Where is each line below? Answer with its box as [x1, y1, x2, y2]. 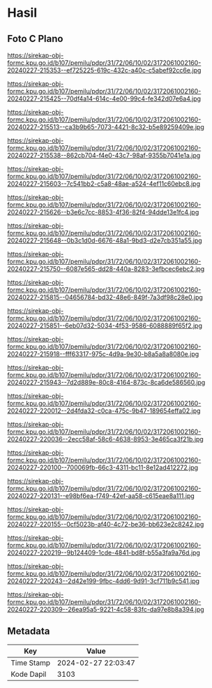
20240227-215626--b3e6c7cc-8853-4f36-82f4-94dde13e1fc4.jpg [7, 208, 199, 216]
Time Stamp [10, 658, 51, 668]
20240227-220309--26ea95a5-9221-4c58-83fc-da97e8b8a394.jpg [7, 606, 204, 613]
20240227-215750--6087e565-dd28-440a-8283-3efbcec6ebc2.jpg [7, 265, 205, 273]
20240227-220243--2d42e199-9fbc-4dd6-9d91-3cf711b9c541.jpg [7, 577, 200, 585]
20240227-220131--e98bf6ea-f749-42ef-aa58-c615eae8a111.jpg [7, 492, 195, 500]
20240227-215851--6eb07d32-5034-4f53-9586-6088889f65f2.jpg [7, 321, 202, 330]
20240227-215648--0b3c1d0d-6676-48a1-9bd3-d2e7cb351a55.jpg [7, 236, 202, 244]
